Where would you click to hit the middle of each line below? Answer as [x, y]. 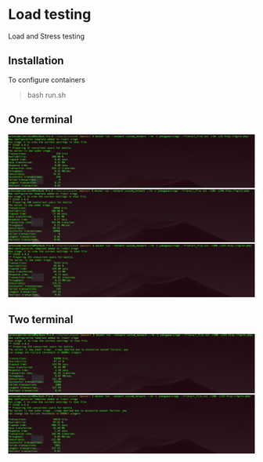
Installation [36, 61]
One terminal [40, 120]
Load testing [50, 15]
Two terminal [41, 319]
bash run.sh [47, 95]
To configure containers [47, 79]
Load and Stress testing [46, 36]
